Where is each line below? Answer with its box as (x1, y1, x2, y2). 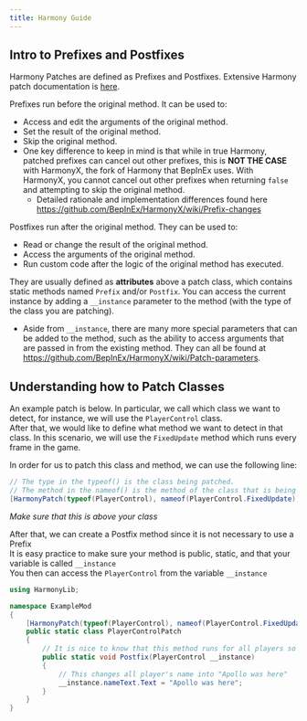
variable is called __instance (9, 557, 117, 568)
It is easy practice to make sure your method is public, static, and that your (9, 547, 291, 558)
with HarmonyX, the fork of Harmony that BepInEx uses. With (22, 165, 254, 176)
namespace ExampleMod (9, 601, 92, 610)
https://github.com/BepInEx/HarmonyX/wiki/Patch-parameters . (22, 353, 261, 364)
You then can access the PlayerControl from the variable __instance (9, 567, 268, 578)
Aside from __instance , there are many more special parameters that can (22, 323, 298, 334)
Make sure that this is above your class (9, 511, 158, 522)
